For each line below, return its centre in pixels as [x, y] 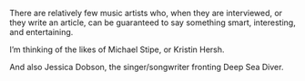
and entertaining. [41, 32]
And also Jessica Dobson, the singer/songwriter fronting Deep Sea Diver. [147, 67]
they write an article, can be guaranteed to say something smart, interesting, [152, 22]
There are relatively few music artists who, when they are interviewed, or [146, 13]
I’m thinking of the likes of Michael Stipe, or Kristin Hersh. [117, 49]
